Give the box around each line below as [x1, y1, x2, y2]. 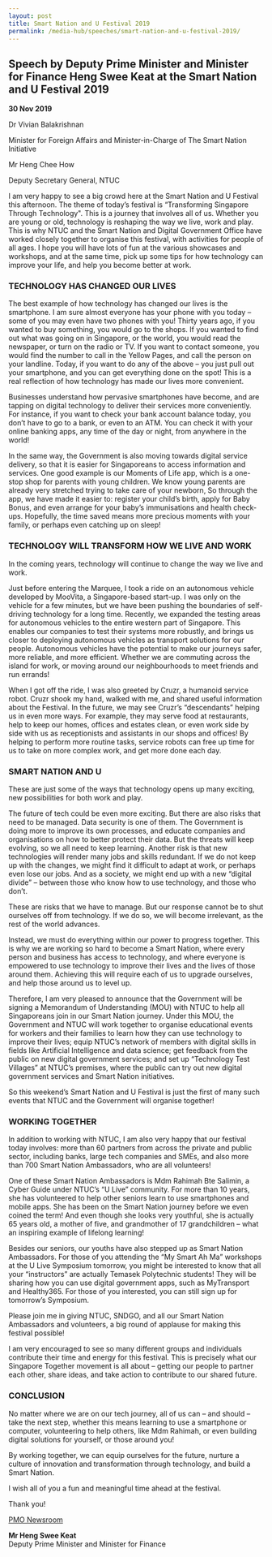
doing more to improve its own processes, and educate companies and [8, 826, 245, 836]
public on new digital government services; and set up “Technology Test [8, 1055, 250, 1064]
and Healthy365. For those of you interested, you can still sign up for [8, 1287, 237, 1296]
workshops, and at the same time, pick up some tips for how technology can [8, 252, 264, 261]
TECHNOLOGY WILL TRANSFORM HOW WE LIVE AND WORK [8, 541, 253, 552]
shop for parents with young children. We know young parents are [24, 477, 245, 487]
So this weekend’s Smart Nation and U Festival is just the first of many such [8, 1087, 261, 1097]
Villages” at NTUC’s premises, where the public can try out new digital [8, 1063, 243, 1072]
